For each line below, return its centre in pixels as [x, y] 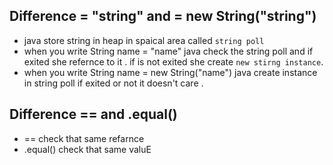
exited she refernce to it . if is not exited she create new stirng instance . [173, 61]
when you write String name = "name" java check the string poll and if [168, 51]
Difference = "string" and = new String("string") [163, 16]
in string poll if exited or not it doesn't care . [113, 83]
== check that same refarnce [84, 138]
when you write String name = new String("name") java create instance [170, 72]
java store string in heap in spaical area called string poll [144, 40]
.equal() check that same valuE [87, 149]
